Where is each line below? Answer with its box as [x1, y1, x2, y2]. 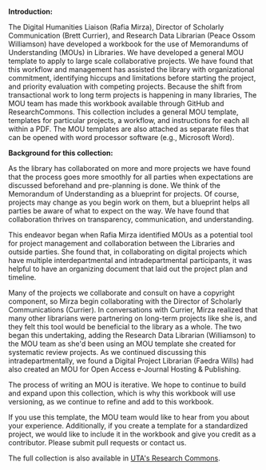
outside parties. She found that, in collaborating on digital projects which [8, 247, 248, 257]
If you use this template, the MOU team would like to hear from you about [8, 412, 250, 422]
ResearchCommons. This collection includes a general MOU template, [8, 107, 239, 117]
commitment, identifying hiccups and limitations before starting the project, [8, 74, 256, 82]
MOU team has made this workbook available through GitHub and [8, 99, 224, 108]
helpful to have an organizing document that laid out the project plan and [8, 264, 248, 273]
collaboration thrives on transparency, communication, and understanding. [8, 215, 254, 224]
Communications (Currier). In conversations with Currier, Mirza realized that [8, 305, 258, 314]
